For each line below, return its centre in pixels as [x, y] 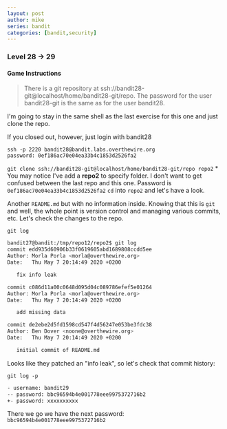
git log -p [23, 376]
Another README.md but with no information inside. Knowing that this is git [111, 204]
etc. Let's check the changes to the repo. [65, 218]
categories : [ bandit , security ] [52, 33]
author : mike [26, 20]
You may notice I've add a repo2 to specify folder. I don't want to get [105, 176]
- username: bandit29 [38, 388]
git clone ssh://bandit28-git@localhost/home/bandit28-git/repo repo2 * [113, 169]
